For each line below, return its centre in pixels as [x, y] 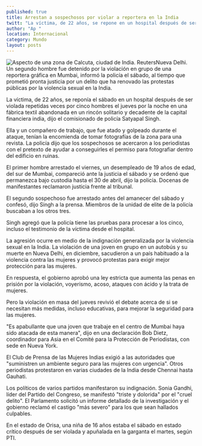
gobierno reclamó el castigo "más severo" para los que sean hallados [92, 407]
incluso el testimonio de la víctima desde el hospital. [71, 229]
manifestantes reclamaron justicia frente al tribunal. [70, 186]
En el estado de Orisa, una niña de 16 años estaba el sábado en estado [94, 425]
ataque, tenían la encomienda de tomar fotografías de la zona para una [94, 136]
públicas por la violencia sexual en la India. [59, 88]
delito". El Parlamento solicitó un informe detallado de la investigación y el [98, 400]
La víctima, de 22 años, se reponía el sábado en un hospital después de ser [100, 99]
